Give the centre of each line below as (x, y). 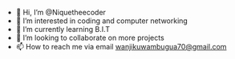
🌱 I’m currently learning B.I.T (63, 29)
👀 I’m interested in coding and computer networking (102, 21)
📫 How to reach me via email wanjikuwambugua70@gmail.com (121, 47)
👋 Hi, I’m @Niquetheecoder (61, 12)
